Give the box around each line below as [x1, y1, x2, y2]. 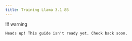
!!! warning [5, 21, 28, 27]
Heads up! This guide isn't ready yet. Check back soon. [5, 30, 128, 35]
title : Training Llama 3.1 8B [5, 7, 69, 12]
